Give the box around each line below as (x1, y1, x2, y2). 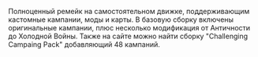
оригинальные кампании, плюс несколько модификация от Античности (8, 23, 251, 32)
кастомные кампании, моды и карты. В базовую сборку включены (8, 15, 234, 24)
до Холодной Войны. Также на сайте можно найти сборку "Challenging (8, 31, 249, 41)
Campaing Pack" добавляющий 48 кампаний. (8, 40, 160, 49)
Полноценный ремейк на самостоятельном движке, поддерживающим (8, 7, 250, 16)
